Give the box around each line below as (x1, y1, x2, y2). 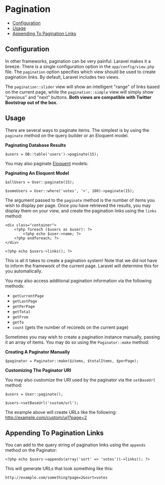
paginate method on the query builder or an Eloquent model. (5, 132, 129, 138)
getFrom (12, 314, 28, 319)
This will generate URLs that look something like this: (5, 466, 113, 472)
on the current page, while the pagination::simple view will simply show (5, 89, 154, 95)
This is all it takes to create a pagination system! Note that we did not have (5, 257, 158, 263)
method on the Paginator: (5, 447, 57, 453)
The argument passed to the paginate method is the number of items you (5, 197, 155, 203)
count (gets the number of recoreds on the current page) (12, 324, 129, 330)
